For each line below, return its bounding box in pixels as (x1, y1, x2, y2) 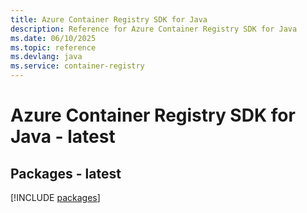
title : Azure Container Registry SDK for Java (10, 14, 208, 25)
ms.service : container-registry (10, 61, 145, 71)
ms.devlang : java (10, 52, 83, 62)
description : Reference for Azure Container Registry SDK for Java (10, 24, 298, 34)
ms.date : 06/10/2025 (10, 33, 97, 43)
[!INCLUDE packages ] (10, 192, 101, 203)
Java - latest (10, 126, 116, 148)
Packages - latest (10, 165, 122, 182)
